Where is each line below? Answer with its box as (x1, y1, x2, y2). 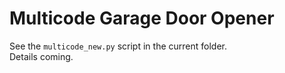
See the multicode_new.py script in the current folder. (9, 40, 227, 52)
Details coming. (9, 50, 74, 62)
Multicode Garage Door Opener (9, 7, 275, 30)
